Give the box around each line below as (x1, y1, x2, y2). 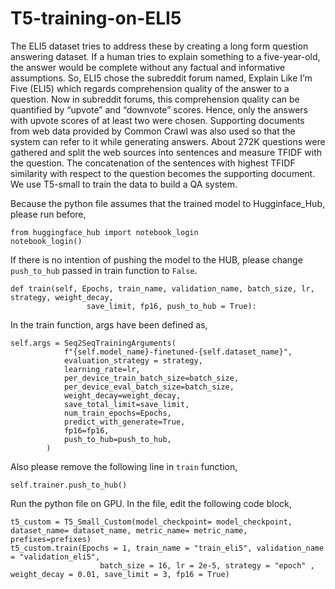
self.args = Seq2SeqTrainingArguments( (10, 338, 177, 348)
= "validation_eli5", (10, 552, 101, 562)
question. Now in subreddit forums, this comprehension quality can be (10, 93, 300, 105)
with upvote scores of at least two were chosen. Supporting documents (10, 114, 305, 126)
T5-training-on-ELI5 (10, 7, 182, 30)
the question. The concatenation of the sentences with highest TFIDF (10, 157, 296, 169)
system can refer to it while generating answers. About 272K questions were (10, 135, 326, 147)
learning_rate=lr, (63, 364, 141, 374)
